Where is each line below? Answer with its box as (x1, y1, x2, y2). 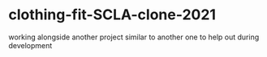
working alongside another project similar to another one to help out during (8, 32, 260, 42)
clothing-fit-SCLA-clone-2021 (8, 6, 217, 24)
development (8, 40, 53, 50)
